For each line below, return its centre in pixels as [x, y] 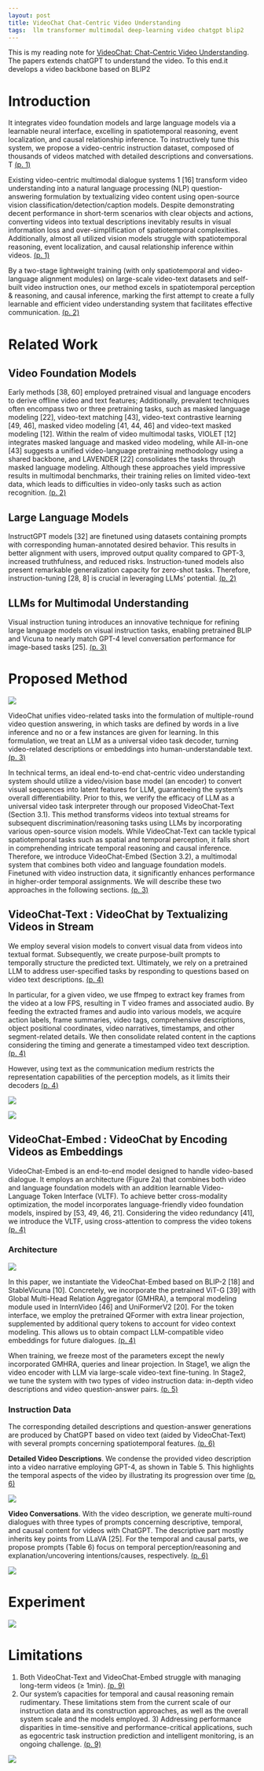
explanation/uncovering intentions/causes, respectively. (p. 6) [108, 1556]
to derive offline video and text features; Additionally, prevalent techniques [129, 401]
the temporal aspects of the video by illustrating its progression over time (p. [132, 1476]
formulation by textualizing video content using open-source [141, 197]
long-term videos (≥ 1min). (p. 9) [72, 1685]
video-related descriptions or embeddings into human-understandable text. [130, 748]
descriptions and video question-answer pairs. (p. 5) [93, 1389]
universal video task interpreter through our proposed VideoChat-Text [121, 806]
